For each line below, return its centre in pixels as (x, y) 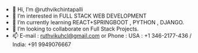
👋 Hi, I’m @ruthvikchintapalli (48, 9)
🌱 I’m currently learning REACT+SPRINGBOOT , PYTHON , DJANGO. (98, 22)
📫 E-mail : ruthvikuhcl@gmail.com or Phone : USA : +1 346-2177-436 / (102, 36)
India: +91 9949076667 (42, 44)
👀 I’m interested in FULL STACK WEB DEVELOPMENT (79, 16)
